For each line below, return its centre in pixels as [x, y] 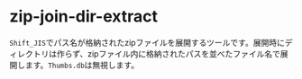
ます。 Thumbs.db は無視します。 [82, 65]
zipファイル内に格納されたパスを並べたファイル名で [184, 53]
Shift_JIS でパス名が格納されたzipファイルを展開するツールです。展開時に [147, 42]
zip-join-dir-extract [83, 17]
